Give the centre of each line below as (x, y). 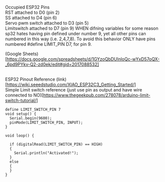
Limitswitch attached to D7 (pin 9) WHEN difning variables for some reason (82, 28)
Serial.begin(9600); (31, 118)
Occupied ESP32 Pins (27, 7)
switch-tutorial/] (22, 100)
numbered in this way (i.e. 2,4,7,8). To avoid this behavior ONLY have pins (80, 39)
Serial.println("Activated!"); (46, 153)
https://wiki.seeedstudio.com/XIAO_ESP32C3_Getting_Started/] (71, 85)
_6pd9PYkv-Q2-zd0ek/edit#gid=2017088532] (52, 64)
